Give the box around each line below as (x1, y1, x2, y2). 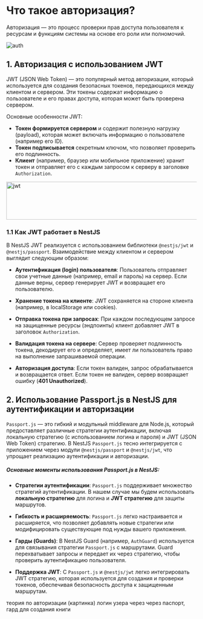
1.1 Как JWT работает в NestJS (6, 228, 101, 236)
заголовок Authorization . (14, 328, 80, 336)
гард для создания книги (6, 606, 71, 613)
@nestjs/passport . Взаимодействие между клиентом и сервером (6, 248, 174, 255)
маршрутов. (14, 500, 47, 508)
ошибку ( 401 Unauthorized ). (14, 378, 88, 385)
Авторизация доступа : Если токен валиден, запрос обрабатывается (14, 364, 193, 372)
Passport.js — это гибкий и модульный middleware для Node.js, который (6, 420, 195, 427)
